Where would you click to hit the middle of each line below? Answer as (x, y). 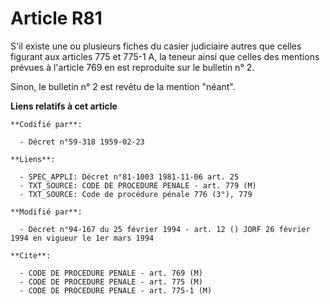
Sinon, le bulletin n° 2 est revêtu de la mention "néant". (123, 86)
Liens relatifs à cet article (64, 106)
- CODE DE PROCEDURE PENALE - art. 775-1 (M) (116, 290)
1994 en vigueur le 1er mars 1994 (82, 238)
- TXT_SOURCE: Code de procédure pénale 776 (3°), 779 (136, 194)
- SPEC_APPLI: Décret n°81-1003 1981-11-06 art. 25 (129, 177)
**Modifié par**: (46, 212)
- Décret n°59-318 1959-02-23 (82, 142)
